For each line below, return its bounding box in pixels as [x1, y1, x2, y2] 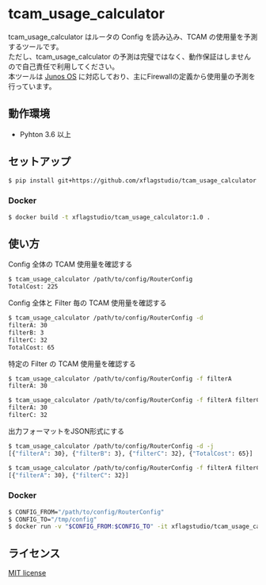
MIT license [8, 568, 47, 578]
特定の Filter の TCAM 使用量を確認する [8, 358, 136, 369]
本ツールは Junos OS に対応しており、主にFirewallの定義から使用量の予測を [8, 71, 256, 81]
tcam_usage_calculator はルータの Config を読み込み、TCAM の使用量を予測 [8, 32, 258, 41]
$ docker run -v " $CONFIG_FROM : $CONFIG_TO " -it [8, 522, 169, 531]
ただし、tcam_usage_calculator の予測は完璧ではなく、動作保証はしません [8, 52, 252, 61]
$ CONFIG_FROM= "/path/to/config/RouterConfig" [8, 508, 165, 516]
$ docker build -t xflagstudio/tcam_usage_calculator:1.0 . [8, 213, 211, 221]
